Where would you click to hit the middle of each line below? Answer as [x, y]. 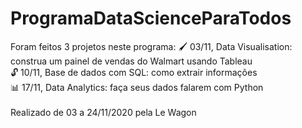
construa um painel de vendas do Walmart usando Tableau [131, 61]
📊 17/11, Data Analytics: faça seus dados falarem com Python [137, 87]
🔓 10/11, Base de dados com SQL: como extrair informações [134, 72]
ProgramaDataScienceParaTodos [151, 18]
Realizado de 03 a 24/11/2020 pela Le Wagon [103, 112]
